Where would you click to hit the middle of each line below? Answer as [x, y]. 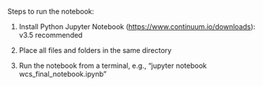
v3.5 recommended [51, 35]
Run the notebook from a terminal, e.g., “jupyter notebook [113, 65]
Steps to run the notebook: [51, 11]
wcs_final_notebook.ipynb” [63, 74]
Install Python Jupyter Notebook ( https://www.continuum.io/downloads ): [137, 26]
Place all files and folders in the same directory [95, 50]
